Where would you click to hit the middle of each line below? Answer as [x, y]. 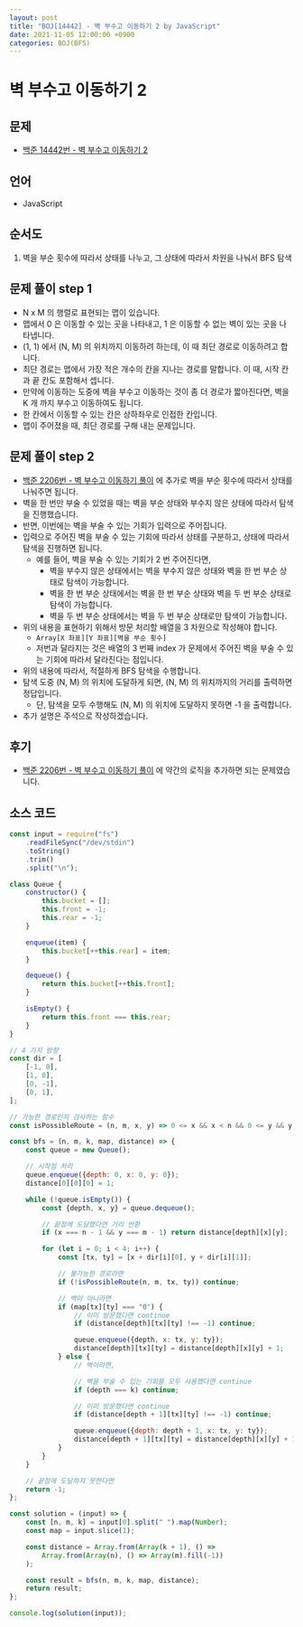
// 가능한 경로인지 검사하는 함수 [62, 1117]
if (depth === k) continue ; [126, 1390]
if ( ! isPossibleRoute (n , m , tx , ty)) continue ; [149, 1282]
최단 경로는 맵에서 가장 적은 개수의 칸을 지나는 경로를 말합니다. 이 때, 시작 [151, 369]
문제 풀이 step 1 [51, 289]
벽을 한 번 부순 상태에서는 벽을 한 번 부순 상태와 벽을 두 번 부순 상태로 [170, 593]
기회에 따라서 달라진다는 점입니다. [105, 659]
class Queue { [36, 884]
